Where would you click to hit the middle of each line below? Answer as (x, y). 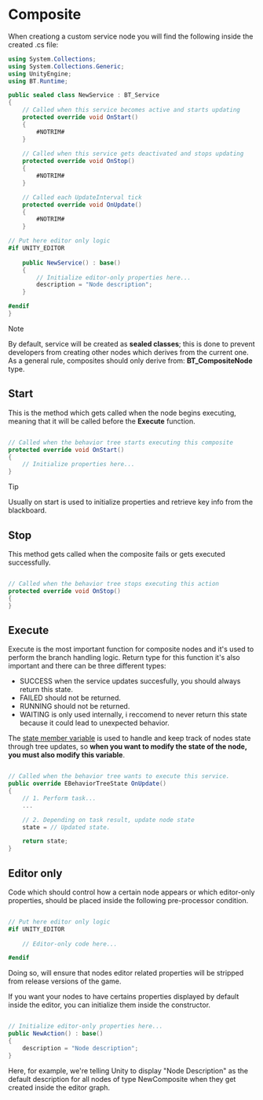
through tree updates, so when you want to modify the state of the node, (128, 746)
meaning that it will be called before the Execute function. (102, 421)
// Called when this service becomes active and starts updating (131, 110)
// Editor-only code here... (70, 944)
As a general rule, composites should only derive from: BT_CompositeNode (130, 361)
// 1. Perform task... (59, 798)
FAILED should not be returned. (70, 698)
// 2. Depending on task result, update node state (108, 820)
